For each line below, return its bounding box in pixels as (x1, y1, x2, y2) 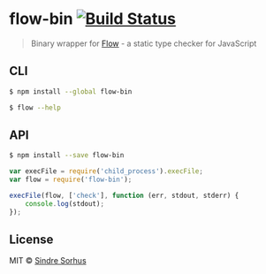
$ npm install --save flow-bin (9, 151, 125, 160)
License (9, 232, 54, 247)
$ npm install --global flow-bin (9, 87, 133, 96)
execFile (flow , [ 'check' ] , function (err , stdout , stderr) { (9, 191, 239, 200)
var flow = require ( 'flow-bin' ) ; (9, 175, 133, 185)
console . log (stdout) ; (25, 199, 104, 208)
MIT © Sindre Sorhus (9, 255, 87, 266)
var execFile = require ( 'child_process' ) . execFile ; (9, 167, 203, 176)
